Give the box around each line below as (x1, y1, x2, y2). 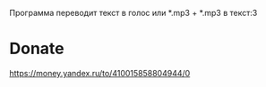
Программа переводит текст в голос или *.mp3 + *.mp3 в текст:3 (9, 8, 258, 18)
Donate (9, 39, 64, 59)
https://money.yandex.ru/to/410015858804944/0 (9, 67, 191, 78)
